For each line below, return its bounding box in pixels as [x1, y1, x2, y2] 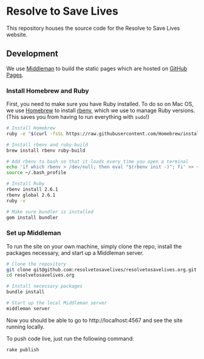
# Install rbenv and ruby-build [6, 141, 88, 148]
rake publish [6, 346, 39, 353]
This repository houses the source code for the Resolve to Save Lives [6, 24, 180, 32]
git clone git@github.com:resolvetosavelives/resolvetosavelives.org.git [6, 266, 197, 272]
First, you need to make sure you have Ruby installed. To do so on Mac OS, [6, 101, 194, 108]
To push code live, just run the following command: [6, 335, 134, 342]
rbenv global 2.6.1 [6, 192, 56, 198]
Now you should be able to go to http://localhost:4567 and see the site [6, 316, 183, 324]
